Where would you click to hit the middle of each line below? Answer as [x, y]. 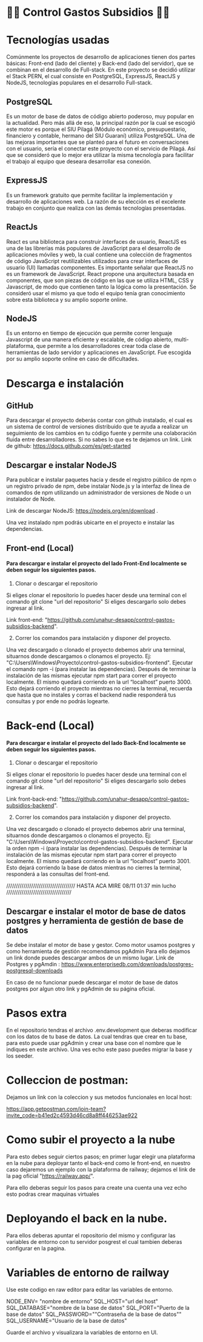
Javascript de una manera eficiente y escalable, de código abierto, [90, 339]
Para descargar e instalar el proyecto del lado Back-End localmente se [96, 743]
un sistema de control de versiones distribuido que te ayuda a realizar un [97, 427]
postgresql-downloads [35, 970]
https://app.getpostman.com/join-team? [56, 1109]
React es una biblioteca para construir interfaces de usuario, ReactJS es [96, 241]
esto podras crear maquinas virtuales [53, 1194]
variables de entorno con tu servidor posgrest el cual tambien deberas [94, 1241]
